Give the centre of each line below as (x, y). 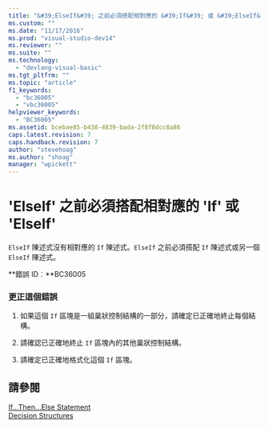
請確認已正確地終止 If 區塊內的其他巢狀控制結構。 (102, 343)
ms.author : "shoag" (41, 157)
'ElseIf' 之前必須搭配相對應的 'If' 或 (124, 207)
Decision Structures (41, 416)
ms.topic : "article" (43, 82)
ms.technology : (34, 61)
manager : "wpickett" (43, 165)
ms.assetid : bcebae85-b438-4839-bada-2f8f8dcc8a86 (94, 127)
